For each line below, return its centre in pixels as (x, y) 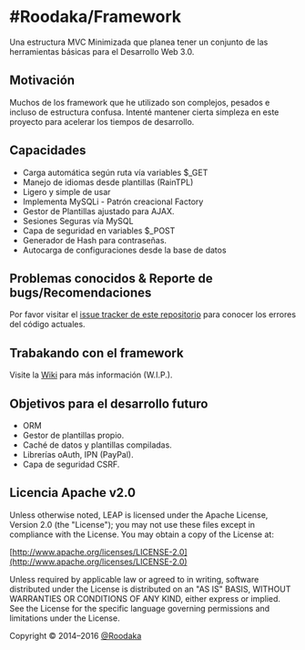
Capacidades (48, 151)
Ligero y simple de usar (66, 191)
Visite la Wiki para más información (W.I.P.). (91, 375)
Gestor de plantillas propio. (73, 435)
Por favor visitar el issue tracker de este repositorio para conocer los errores (153, 315)
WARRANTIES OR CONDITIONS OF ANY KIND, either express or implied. (145, 598)
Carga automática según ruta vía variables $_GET (115, 172)
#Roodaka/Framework (96, 17)
